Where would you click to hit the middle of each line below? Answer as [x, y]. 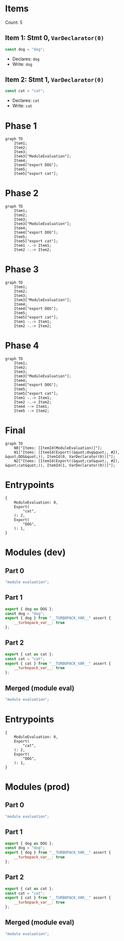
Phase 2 [22, 193]
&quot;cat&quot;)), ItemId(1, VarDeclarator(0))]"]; [60, 465]
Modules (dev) [35, 553]
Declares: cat [26, 101]
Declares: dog [26, 59]
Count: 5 [14, 22]
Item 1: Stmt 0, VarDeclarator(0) [55, 38]
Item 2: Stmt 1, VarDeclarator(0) [55, 80]
